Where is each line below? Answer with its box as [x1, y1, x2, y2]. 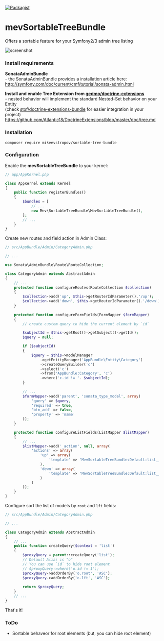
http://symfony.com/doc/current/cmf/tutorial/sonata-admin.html [5, 81, 134, 87]
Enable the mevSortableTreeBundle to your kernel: [5, 162, 108, 169]
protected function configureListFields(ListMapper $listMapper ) [14, 430, 150, 435]
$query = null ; [22, 335, 54, 340]
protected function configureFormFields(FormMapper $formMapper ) [14, 312, 150, 317]
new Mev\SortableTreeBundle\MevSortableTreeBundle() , [31, 208, 143, 213]
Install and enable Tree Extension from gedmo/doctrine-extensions [5, 91, 144, 97]
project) [5, 112, 21, 118]
